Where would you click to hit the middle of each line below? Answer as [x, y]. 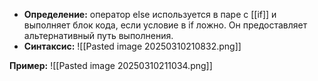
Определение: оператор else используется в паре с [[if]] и [150, 14]
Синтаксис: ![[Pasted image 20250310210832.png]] [132, 46]
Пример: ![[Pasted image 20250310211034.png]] [111, 65]
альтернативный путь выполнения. [98, 35]
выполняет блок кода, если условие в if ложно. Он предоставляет [165, 25]
